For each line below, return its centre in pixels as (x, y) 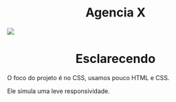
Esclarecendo (115, 59)
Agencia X (115, 13)
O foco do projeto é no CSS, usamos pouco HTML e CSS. (88, 77)
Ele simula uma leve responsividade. (58, 91)
